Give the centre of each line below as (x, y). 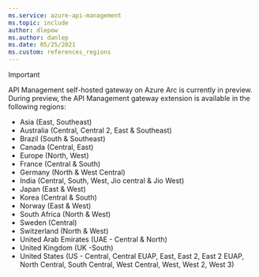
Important (24, 75)
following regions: (37, 107)
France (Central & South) (60, 164)
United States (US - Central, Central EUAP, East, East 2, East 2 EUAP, (132, 256)
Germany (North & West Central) (73, 172)
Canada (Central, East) (56, 147)
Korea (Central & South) (58, 197)
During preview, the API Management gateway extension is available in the (129, 98)
